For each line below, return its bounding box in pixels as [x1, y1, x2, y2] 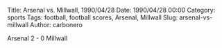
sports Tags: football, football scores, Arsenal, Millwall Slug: [7, 13, 178, 22]
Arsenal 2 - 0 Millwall [7, 34, 68, 42]
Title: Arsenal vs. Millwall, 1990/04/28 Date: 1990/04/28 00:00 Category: [7, 6, 216, 14]
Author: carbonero [30, 21, 83, 29]
